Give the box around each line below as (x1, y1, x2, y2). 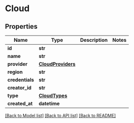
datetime (38, 100, 60, 107)
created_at (7, 100, 33, 107)
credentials (7, 76, 34, 83)
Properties (5, 22, 38, 31)
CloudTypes (38, 92, 68, 99)
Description (80, 37, 108, 43)
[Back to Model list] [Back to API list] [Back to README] (5, 113, 116, 118)
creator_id (7, 85, 31, 91)
